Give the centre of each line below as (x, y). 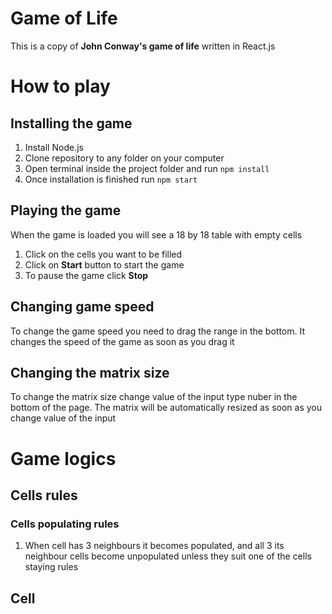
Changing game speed (82, 307)
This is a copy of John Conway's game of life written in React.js (143, 46)
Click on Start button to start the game (104, 264)
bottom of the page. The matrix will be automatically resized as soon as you (166, 408)
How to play (60, 86)
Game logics (63, 458)
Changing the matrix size (90, 372)
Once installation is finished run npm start (111, 179)
